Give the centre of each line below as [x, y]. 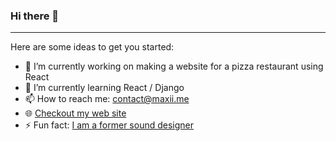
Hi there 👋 [35, 16]
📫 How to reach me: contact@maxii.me [107, 99]
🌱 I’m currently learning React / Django [104, 88]
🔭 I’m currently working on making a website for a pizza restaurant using [174, 66]
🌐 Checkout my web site [75, 113]
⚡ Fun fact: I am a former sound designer [109, 125]
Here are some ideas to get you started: [92, 47]
